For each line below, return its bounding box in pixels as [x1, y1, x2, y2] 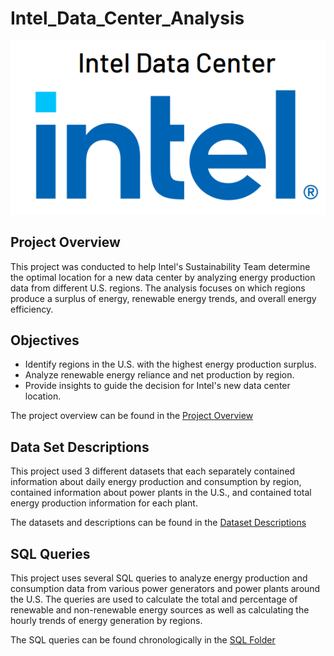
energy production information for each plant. [10, 497, 198, 509]
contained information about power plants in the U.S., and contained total [10, 487, 312, 499]
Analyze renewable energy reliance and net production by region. [24, 369, 295, 381]
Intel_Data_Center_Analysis [10, 7, 245, 30]
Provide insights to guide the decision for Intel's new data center [24, 380, 291, 392]
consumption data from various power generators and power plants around [10, 582, 321, 594]
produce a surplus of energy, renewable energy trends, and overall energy [10, 292, 317, 304]
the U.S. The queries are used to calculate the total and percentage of [10, 593, 298, 605]
